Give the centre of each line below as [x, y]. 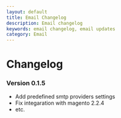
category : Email [27, 34]
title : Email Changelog [36, 18]
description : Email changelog [45, 23]
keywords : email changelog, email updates [61, 29]
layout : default [27, 12]
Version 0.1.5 [26, 84]
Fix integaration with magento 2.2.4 [60, 103]
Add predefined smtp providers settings [65, 96]
